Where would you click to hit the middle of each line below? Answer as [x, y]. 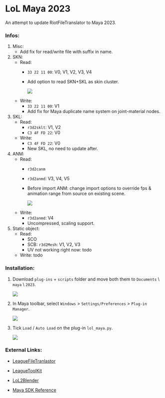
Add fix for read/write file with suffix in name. [66, 52]
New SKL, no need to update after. [63, 148]
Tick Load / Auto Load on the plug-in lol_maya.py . [63, 327]
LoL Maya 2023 [38, 9]
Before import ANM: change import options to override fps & [89, 188]
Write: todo [31, 255]
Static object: [26, 228]
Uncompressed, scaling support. [61, 223]
